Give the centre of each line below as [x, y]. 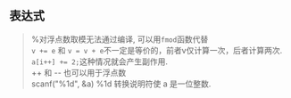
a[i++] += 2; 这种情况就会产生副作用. [99, 61]
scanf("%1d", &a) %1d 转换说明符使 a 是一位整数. [121, 84]
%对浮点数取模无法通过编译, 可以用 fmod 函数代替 [120, 39]
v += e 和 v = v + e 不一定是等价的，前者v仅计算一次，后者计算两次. [157, 50]
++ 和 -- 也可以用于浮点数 [79, 72]
